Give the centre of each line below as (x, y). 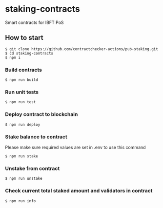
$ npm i (13, 57)
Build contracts (24, 70)
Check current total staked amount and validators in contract (79, 191)
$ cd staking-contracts (29, 53)
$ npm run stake (21, 156)
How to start (24, 38)
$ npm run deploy (23, 124)
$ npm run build (21, 80)
